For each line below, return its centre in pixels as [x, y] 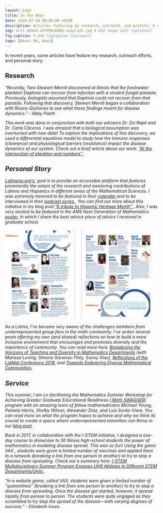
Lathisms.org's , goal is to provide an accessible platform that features [75, 181]
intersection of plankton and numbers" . [45, 153]
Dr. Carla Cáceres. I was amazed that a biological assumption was [72, 128]
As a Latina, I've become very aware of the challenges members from [75, 327]
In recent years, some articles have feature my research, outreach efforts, [79, 55]
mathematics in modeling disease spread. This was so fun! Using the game [81, 446]
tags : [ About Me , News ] [29, 41]
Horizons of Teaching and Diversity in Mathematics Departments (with [76, 352]
